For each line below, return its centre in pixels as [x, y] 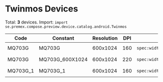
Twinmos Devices [42, 9]
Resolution [105, 38]
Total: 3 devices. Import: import [36, 22]
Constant [63, 38]
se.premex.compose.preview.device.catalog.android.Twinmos [66, 27]
